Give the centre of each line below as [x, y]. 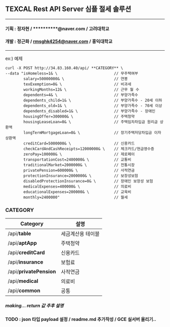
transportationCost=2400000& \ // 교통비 [77, 159]
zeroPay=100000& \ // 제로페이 [79, 154]
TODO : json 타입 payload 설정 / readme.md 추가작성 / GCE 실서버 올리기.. [81, 319]
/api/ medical [23, 281]
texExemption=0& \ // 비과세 [77, 84]
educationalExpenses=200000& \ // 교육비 [77, 192]
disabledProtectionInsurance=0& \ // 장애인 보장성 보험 [88, 181]
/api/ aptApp [22, 243]
